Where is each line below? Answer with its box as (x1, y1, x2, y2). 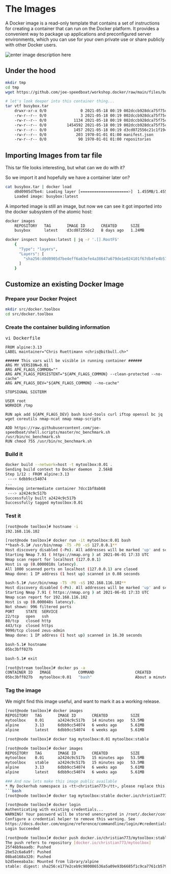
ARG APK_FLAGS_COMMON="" (5, 367, 58, 372)
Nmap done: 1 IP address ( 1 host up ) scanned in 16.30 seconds (5, 633, 142, 638)
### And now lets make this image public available (5, 778, 117, 784)
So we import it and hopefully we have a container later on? (5, 174, 130, 181)
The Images (5, 3, 56, 15)
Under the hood (5, 66, 56, 75)
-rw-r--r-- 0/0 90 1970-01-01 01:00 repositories (14, 137, 152, 142)
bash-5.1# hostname (5, 642, 47, 647)
